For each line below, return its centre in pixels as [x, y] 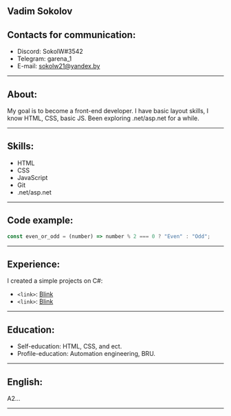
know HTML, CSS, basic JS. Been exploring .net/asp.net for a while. [103, 118]
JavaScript [32, 177]
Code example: [40, 220]
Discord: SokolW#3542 [50, 52]
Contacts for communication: [71, 35]
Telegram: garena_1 [44, 59]
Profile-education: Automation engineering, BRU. [86, 354]
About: [22, 94]
